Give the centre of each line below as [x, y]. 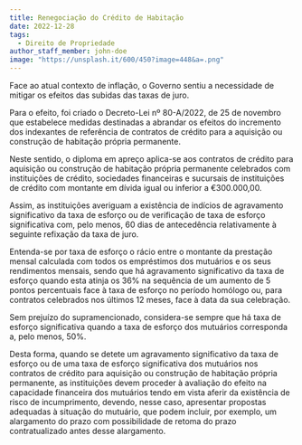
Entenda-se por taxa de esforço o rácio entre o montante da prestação [141, 251]
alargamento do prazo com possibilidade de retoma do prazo [123, 421]
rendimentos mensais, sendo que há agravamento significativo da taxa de [147, 271]
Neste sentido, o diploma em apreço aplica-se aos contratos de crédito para [151, 159]
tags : [19, 34]
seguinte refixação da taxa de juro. [74, 234]
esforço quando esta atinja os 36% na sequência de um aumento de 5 [140, 280]
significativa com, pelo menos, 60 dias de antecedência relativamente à [143, 224]
